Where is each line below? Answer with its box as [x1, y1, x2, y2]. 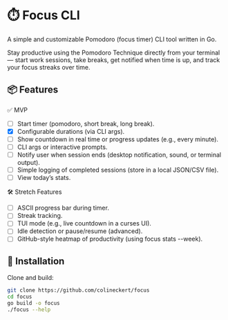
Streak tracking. [17, 212, 63, 220]
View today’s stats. [17, 174, 71, 182]
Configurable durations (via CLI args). [17, 127, 125, 135]
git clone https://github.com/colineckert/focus [7, 287, 150, 294]
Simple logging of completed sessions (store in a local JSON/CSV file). [17, 166, 219, 174]
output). [17, 159, 40, 167]
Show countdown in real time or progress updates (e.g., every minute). [17, 134, 219, 143]
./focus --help [7, 306, 51, 313]
